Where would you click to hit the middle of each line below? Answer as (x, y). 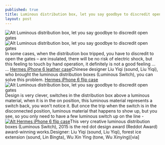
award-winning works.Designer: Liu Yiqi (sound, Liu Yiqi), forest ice (73, 132)
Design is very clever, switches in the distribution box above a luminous (77, 95)
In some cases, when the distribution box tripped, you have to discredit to (80, 54)
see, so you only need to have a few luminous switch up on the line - (74, 116)
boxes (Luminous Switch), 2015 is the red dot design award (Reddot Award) (82, 127)
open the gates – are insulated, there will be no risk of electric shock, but (79, 59)
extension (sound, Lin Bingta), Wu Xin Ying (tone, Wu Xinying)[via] (72, 137)
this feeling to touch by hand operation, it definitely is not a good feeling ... (80, 64)
